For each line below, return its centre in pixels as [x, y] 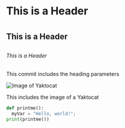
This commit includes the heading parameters [63, 74]
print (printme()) [28, 120]
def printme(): [25, 108]
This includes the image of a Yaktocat [53, 97]
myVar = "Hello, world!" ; [44, 114]
